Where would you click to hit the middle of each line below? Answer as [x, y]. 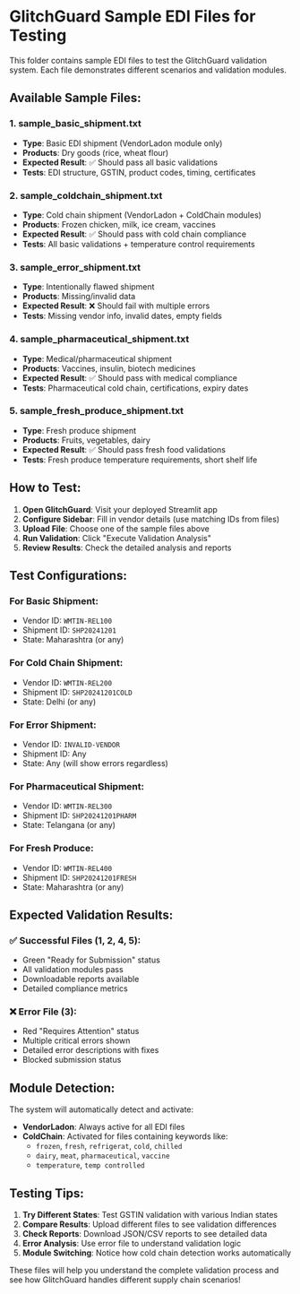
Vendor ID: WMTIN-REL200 [67, 682]
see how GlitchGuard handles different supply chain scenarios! [125, 1280]
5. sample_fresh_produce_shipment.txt [97, 411]
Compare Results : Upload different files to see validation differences [150, 1224]
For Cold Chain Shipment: [66, 663]
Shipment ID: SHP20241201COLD [77, 692]
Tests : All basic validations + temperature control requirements [138, 244]
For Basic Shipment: [54, 600]
